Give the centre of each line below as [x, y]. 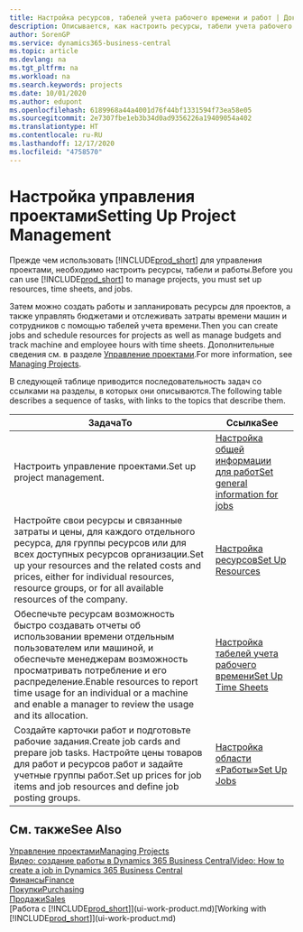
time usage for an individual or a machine [101, 693]
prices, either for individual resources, [94, 577]
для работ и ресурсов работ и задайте [98, 763]
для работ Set [244, 472]
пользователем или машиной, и [84, 648]
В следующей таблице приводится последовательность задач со [136, 381]
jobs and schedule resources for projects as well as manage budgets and [146, 335]
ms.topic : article [44, 51]
